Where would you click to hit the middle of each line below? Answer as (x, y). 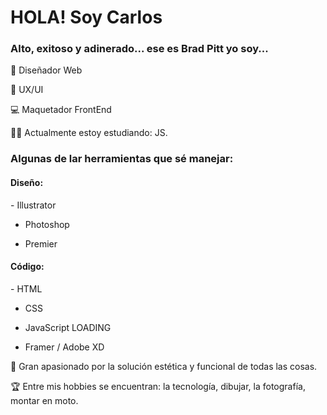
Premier (41, 243)
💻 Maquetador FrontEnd (61, 110)
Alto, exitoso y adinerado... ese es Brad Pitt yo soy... (139, 49)
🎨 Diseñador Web (46, 70)
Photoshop (47, 224)
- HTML (26, 288)
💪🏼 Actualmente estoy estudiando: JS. (89, 133)
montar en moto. (44, 400)
